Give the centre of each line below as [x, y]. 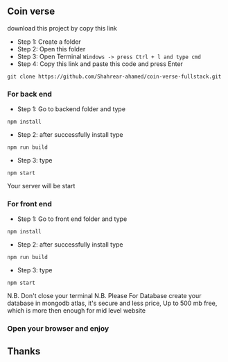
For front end [29, 204]
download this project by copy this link [62, 28]
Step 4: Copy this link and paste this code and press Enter [100, 64]
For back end [29, 94]
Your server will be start [41, 186]
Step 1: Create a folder [49, 42]
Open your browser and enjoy [58, 329]
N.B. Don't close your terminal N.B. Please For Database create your [104, 296]
